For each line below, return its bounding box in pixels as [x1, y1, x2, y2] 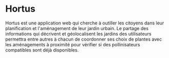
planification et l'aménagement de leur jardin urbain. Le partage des [5, 25, 149, 31]
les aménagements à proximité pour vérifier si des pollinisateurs [5, 41, 140, 47]
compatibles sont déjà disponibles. [5, 47, 79, 53]
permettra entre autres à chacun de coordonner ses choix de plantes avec [5, 36, 162, 42]
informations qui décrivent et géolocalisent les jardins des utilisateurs [5, 31, 152, 37]
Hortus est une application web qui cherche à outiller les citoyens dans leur [5, 20, 164, 26]
